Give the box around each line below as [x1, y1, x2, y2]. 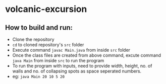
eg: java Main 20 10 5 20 [12, 74, 65, 79]
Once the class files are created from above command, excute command [12, 52, 161, 58]
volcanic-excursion [5, 3, 87, 15]
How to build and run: [5, 23, 73, 32]
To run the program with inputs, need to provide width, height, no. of [12, 63, 153, 69]
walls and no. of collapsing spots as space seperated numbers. [12, 68, 142, 74]
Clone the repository [12, 36, 55, 42]
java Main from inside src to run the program [12, 58, 105, 63]
